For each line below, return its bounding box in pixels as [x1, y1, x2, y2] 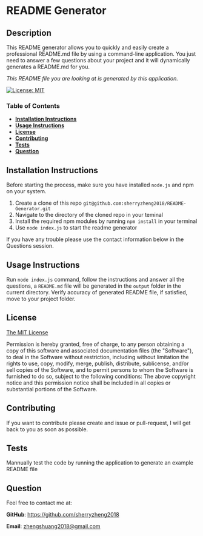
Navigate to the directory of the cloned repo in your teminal [15, 211, 164, 219]
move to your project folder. [6, 295, 76, 302]
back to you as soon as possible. [6, 425, 88, 433]
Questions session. [6, 242, 54, 250]
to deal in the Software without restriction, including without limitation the [6, 353, 189, 360]
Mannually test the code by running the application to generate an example [6, 459, 194, 466]
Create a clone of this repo [15, 199, 82, 207]
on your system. [6, 188, 47, 195]
